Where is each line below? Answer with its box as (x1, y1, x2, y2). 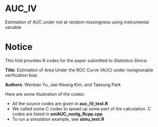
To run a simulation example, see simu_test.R (12, 116, 104, 122)
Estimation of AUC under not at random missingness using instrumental (5, 19, 149, 25)
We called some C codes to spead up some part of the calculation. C (12, 106, 151, 111)
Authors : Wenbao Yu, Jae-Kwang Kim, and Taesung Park (5, 82, 121, 87)
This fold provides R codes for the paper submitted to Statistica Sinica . (5, 57, 148, 63)
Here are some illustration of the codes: (5, 91, 85, 97)
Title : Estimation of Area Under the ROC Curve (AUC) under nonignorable (5, 67, 153, 73)
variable (5, 24, 22, 30)
